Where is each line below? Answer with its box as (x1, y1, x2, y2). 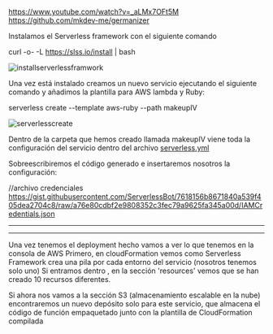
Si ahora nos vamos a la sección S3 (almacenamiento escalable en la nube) (8, 290, 261, 300)
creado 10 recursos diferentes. (8, 275, 111, 284)
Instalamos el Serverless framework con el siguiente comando (8, 32, 217, 41)
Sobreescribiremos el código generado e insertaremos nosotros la (8, 158, 231, 168)
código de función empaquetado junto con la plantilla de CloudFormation (8, 308, 253, 317)
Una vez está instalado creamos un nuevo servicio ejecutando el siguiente (8, 79, 258, 88)
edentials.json (8, 209, 55, 219)
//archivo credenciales (8, 183, 84, 193)
